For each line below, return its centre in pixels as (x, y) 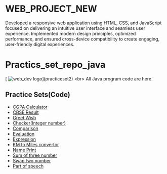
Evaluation (24, 134)
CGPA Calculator (30, 107)
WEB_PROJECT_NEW (51, 9)
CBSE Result (26, 112)
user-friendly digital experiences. (40, 44)
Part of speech (28, 166)
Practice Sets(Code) (38, 95)
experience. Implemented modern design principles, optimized (71, 33)
